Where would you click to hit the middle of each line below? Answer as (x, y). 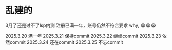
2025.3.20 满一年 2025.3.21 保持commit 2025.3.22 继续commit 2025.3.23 (83, 36)
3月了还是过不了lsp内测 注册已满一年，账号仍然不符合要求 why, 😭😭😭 (81, 25)
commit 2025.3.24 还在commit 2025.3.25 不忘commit (66, 42)
